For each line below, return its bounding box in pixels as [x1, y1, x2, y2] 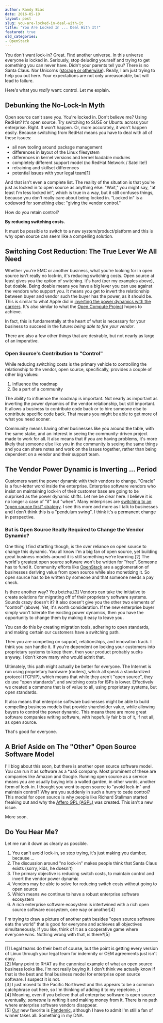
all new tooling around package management [12, 144, 103, 150]
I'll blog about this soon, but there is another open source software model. [5, 763, 153, 769]
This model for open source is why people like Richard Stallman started [5, 794, 147, 800]
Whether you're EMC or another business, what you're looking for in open [5, 268, 153, 274]
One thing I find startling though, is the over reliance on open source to [5, 543, 147, 549]
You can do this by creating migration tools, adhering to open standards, [5, 624, 149, 630]
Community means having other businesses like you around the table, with [5, 425, 154, 431]
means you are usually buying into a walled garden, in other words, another [5, 779, 156, 784]
